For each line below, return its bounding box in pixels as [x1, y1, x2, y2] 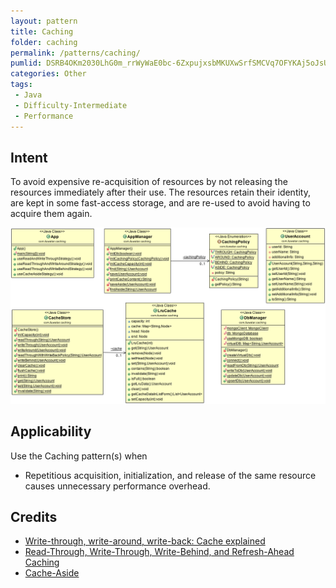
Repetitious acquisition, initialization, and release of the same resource [24, 469, 317, 481]
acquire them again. [10, 208, 93, 220]
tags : [10, 80, 33, 90]
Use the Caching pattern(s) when [10, 450, 148, 462]
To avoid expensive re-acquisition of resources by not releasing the [10, 176, 288, 188]
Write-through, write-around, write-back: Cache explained [24, 535, 266, 547]
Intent [10, 149, 48, 166]
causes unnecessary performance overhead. [24, 480, 211, 492]
